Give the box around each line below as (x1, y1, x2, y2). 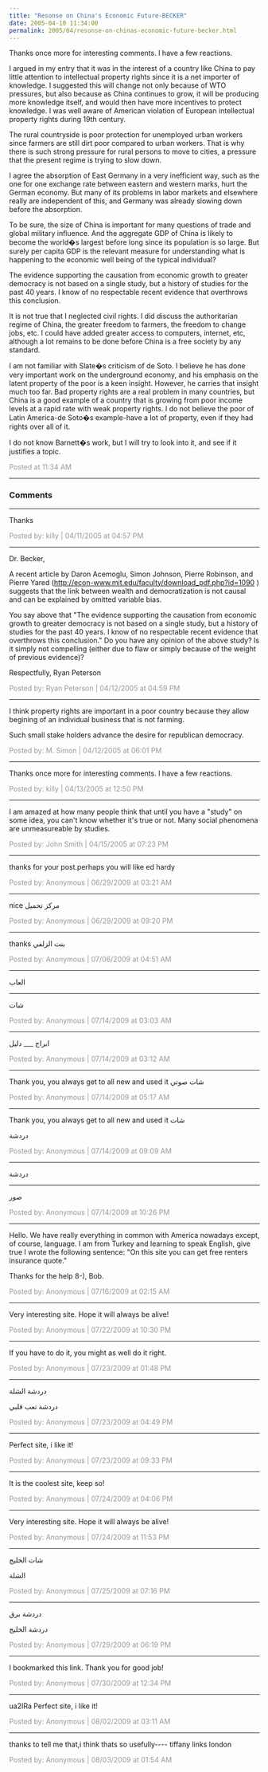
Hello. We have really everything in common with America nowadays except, (9, 1230, 260, 1240)
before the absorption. (9, 205, 83, 214)
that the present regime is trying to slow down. (9, 155, 162, 165)
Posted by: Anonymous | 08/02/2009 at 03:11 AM (9, 1716, 171, 1726)
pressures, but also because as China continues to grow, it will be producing (9, 89, 259, 99)
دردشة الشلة (9, 1386, 47, 1396)
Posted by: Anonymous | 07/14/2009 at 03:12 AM (9, 1054, 170, 1063)
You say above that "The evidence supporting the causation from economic (9, 610, 257, 619)
